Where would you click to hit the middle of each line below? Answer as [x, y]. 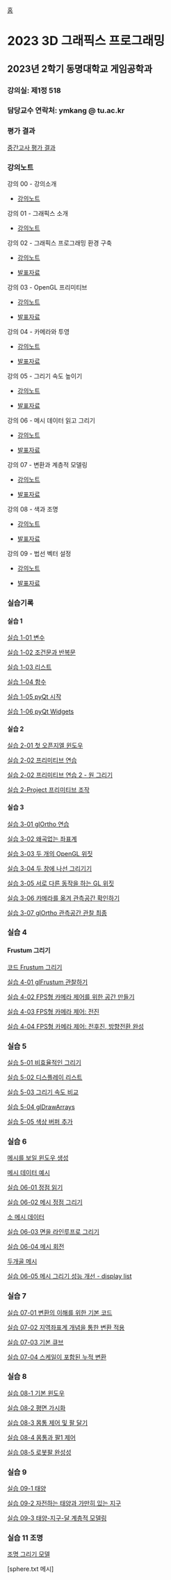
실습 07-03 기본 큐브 [35, 1342]
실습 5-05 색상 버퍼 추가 [40, 1121]
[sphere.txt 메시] [31, 1569]
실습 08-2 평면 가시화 [36, 1407]
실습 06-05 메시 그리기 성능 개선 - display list [70, 1277]
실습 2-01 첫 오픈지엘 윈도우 [45, 745]
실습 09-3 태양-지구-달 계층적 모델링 [57, 1518]
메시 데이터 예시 [29, 1173]
